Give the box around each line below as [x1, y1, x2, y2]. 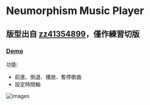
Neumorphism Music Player [6, 4, 145, 18]
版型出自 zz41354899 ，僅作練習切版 [6, 29, 140, 39]
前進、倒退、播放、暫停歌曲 [14, 73, 82, 80]
